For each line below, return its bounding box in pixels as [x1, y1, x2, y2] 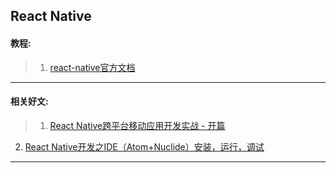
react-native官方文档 [49, 61, 136, 73]
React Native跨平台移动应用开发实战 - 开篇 [49, 119, 226, 131]
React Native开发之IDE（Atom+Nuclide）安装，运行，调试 [24, 140, 265, 153]
